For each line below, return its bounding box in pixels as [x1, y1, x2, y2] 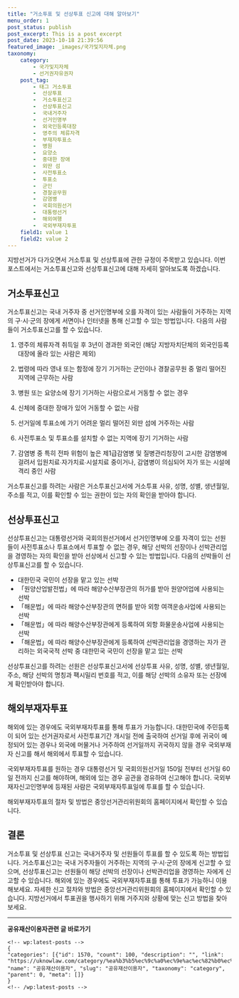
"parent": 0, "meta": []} [7, 971, 84, 978]
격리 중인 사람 [17, 467, 56, 475]
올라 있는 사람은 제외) [36, 349, 97, 358]
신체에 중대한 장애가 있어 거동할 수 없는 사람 [17, 403, 140, 413]
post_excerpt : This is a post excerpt [7, 30, 122, 38]
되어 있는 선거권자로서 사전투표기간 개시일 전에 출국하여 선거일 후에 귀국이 [14, 731, 221, 740]
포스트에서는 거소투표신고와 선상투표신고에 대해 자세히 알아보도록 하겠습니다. [7, 265, 221, 273]
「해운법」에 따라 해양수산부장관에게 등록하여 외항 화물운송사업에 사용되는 [17, 620, 225, 628]
